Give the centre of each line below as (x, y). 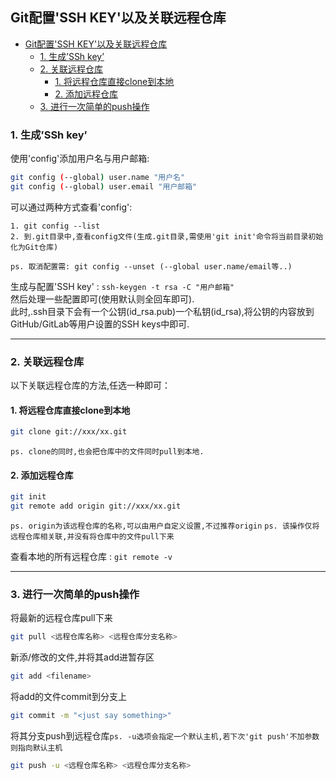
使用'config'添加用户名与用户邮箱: (80, 159)
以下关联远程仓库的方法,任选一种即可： (91, 385)
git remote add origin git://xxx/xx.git (96, 506)
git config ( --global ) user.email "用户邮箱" (104, 186)
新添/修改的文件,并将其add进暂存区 (82, 657)
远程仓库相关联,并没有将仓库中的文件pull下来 (92, 537)
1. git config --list (55, 226)
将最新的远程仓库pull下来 (61, 618)
